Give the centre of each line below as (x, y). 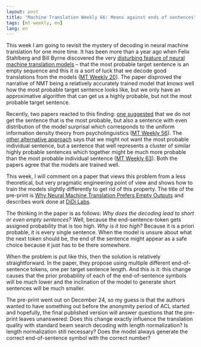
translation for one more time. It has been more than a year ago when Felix (98, 52)
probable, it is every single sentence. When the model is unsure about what (99, 232)
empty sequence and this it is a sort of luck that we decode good (86, 71)
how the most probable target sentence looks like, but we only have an (93, 90)
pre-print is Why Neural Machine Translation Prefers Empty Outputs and (95, 195)
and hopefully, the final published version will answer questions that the (95, 313)
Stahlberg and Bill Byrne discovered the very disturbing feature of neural (96, 58)
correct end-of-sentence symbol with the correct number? (78, 338)
